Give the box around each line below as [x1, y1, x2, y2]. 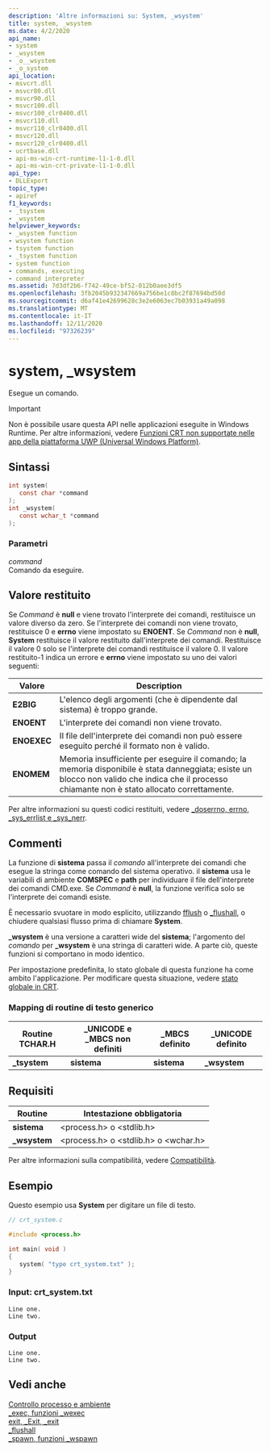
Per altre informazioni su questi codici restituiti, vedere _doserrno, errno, [8, 805, 250, 814]
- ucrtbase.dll [8, 147, 60, 155]
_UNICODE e [83, 1022, 132, 1034]
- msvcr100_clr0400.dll [8, 110, 89, 118]
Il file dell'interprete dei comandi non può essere [59, 730, 243, 742]
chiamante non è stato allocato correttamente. [59, 784, 234, 795]
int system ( [8, 482, 48, 490]
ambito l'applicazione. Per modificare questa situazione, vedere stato [8, 973, 239, 983]
